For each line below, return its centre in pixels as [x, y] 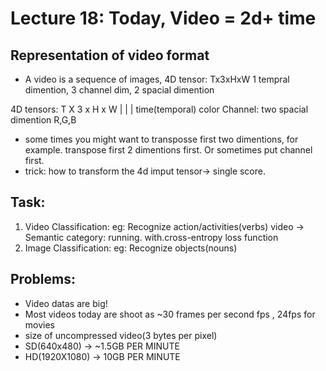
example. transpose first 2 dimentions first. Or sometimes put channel [168, 150]
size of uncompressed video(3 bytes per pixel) [121, 335]
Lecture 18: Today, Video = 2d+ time [163, 18]
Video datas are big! [66, 303]
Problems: [43, 279]
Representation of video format [110, 55]
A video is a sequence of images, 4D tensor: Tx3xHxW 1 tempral [157, 79]
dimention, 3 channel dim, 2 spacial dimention [119, 90]
